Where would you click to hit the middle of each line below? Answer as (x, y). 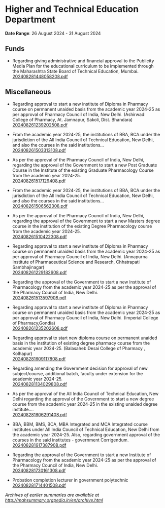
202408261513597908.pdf (39, 298)
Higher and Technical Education (72, 9)
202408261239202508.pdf (40, 125)
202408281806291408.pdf (40, 414)
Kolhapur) (22, 353)
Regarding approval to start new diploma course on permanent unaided (85, 338)
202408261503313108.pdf (39, 150)
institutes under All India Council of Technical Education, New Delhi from (86, 429)
